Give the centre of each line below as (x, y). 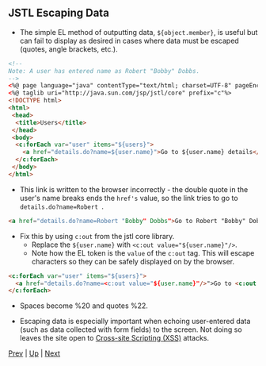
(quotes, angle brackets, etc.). (68, 49)
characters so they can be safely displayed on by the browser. (133, 261)
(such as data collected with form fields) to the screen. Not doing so (131, 329)
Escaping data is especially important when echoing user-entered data (135, 322)
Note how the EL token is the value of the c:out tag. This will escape (143, 252)
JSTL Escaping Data (59, 13)
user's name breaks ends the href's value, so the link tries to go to (129, 198)
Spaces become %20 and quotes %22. (84, 306)
